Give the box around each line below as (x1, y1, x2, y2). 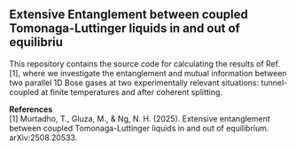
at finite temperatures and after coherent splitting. (41, 86, 223, 97)
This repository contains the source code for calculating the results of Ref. (9, 58, 281, 69)
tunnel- (261, 77, 288, 88)
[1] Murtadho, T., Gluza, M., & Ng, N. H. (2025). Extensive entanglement (9, 113, 270, 123)
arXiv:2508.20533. (9, 132, 78, 143)
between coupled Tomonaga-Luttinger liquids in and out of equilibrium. (9, 122, 269, 133)
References (9, 104, 53, 114)
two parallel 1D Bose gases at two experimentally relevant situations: (9, 77, 260, 88)
